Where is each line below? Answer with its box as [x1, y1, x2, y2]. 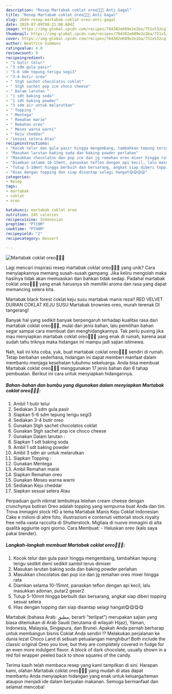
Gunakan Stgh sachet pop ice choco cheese [13, 427, 107, 434]
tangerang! [6, 307, 29, 313]
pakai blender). [6, 530, 38, 536]
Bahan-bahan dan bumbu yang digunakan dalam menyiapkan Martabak [6, 382, 164, 389]
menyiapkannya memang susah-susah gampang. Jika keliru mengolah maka [6, 270, 167, 276]
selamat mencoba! [6, 684, 45, 690]
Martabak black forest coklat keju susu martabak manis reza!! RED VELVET [6, 296, 163, 302]
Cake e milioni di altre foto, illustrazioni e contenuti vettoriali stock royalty [6, 514, 160, 520]
